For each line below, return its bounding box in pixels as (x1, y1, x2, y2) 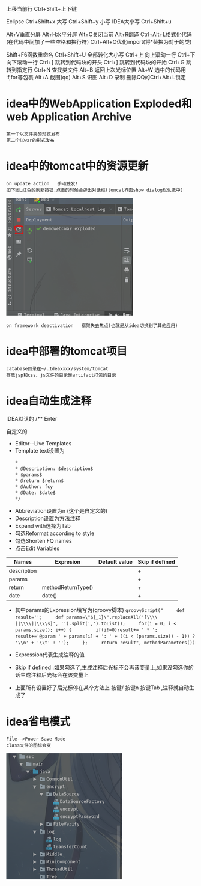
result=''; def (14, 614, 64, 620)
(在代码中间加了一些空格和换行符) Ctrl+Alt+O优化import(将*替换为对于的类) (6, 38, 192, 45)
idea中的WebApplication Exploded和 (6, 97, 192, 111)
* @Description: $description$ (14, 465, 94, 472)
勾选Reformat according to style (14, 530, 95, 537)
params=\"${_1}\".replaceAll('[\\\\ (65, 614, 158, 620)
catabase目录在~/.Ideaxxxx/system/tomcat (6, 365, 109, 371)
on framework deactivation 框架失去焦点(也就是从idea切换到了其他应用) (6, 322, 178, 329)
